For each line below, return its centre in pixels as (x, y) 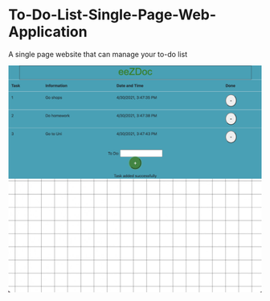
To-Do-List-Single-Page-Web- (112, 15)
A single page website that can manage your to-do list (98, 54)
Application (48, 32)
